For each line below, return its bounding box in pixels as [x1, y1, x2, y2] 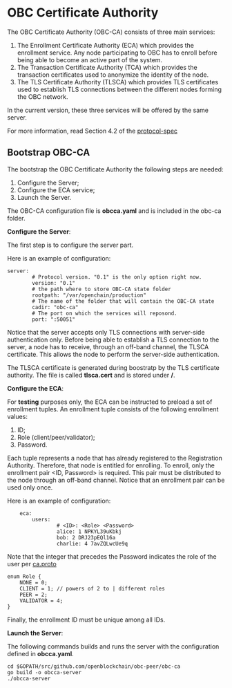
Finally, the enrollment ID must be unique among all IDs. [7, 615, 166, 624]
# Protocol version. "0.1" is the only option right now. [32, 273, 202, 281]
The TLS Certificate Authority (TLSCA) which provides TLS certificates [17, 77, 219, 86]
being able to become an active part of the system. [17, 55, 163, 64]
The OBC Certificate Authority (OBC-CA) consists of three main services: [7, 28, 215, 36]
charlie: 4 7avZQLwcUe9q [56, 540, 128, 547]
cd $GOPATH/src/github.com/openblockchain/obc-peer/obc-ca [7, 662, 181, 670]
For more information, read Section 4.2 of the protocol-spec [7, 127, 178, 135]
